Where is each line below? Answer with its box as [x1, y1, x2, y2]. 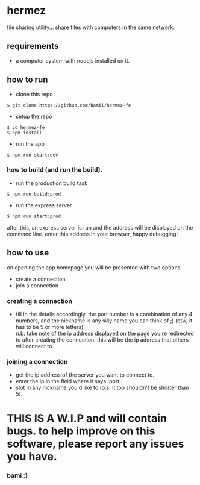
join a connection [15, 281, 59, 289]
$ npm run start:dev [7, 152, 59, 158]
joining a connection [7, 357, 68, 366]
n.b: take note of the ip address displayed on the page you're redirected [15, 330, 195, 337]
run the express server [15, 201, 72, 208]
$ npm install [7, 130, 43, 136]
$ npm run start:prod [7, 213, 61, 219]
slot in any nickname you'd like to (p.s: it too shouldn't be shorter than [15, 384, 189, 392]
